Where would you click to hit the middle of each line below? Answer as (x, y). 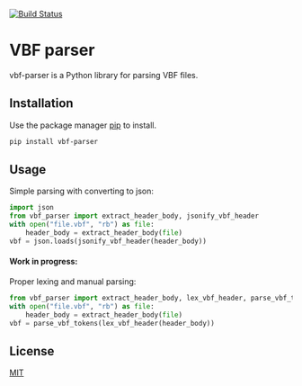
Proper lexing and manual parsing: (73, 282)
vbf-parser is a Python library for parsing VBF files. (104, 75)
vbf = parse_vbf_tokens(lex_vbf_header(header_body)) (112, 323)
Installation (41, 103)
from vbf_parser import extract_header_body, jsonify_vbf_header (134, 216)
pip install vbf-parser (54, 141)
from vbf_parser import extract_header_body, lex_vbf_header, (128, 298)
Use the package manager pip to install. (83, 125)
